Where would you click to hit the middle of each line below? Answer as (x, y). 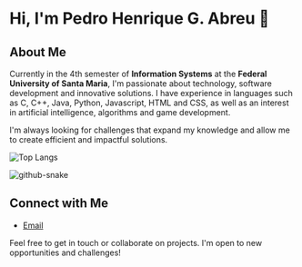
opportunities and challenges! (65, 252)
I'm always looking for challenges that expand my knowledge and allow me (150, 130)
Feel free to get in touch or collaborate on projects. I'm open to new (136, 242)
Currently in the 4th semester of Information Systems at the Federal (138, 74)
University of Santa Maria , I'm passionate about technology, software (141, 84)
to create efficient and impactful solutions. (89, 139)
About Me (38, 52)
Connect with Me (59, 203)
